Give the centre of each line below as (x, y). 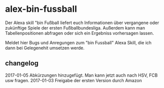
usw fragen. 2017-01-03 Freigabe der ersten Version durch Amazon (74, 80)
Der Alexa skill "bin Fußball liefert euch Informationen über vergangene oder (82, 23)
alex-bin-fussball (41, 9)
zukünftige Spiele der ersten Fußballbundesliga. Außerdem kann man (75, 28)
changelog (22, 63)
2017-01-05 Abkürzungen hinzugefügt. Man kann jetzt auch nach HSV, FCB (82, 75)
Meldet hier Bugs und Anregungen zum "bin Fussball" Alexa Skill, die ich (78, 42)
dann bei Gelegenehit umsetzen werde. (45, 48)
